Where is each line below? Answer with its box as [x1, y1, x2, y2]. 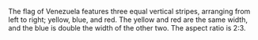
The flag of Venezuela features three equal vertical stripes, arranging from [8, 7, 251, 16]
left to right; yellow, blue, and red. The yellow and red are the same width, [8, 15, 248, 24]
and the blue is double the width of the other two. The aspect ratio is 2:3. [8, 24, 246, 32]
